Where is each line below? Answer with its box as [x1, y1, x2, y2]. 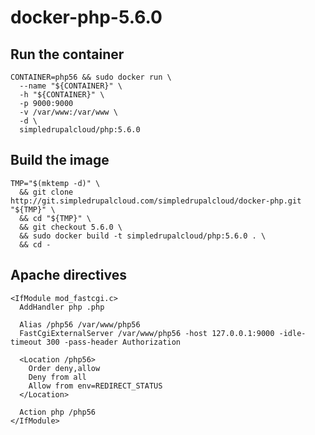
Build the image [10, 152, 110, 169]
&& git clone [19, 187, 74, 197]
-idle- [278, 328, 307, 338]
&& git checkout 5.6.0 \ [19, 222, 123, 232]
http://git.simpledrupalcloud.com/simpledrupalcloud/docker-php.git [10, 196, 302, 206]
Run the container [10, 46, 125, 63]
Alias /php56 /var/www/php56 [19, 319, 141, 330]
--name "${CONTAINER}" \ [19, 81, 123, 91]
